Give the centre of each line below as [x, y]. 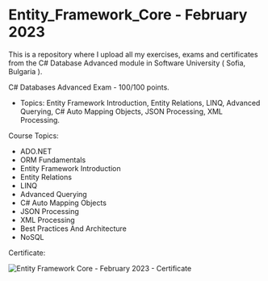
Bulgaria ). [25, 71]
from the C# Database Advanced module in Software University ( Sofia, [127, 63]
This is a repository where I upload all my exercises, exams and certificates [133, 54]
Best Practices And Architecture [73, 229]
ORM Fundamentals [53, 160]
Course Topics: [33, 136]
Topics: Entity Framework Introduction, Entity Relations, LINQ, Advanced [140, 103]
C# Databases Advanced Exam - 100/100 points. [89, 87]
